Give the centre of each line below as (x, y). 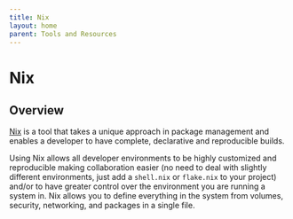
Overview (37, 110)
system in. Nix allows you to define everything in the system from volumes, (146, 196)
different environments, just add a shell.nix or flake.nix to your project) (143, 177)
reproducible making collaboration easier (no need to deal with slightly (138, 168)
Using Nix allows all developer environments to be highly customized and (143, 158)
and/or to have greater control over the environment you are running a (138, 186)
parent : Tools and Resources (63, 34)
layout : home (33, 26)
